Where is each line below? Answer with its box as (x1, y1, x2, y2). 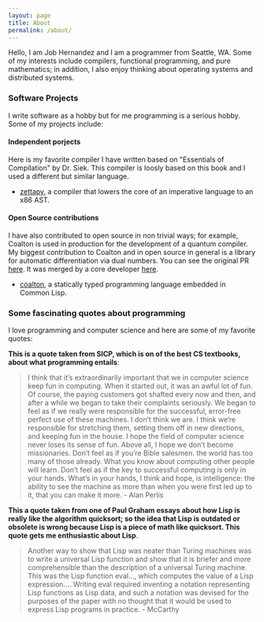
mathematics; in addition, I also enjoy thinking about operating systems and (8, 65, 254, 74)
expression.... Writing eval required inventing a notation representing (27, 579, 251, 589)
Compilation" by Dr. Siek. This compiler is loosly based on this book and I (8, 163, 246, 172)
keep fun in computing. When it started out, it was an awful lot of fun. (27, 381, 253, 391)
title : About (8, 19, 51, 27)
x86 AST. (19, 195, 50, 204)
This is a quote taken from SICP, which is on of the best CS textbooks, (8, 349, 241, 359)
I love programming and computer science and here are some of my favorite (8, 325, 256, 335)
